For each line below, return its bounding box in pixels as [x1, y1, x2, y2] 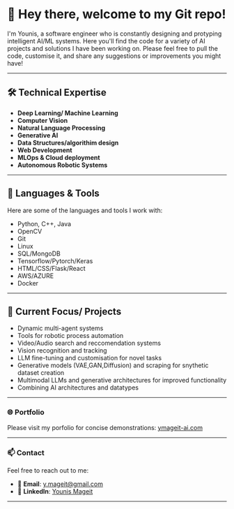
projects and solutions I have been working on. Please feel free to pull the [7, 44, 218, 52]
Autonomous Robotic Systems [17, 161, 108, 169]
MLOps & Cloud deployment [17, 153, 100, 161]
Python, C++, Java [17, 219, 72, 228]
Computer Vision [17, 116, 68, 124]
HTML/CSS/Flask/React [17, 264, 86, 272]
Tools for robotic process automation [17, 332, 124, 340]
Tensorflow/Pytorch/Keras [17, 256, 93, 265]
